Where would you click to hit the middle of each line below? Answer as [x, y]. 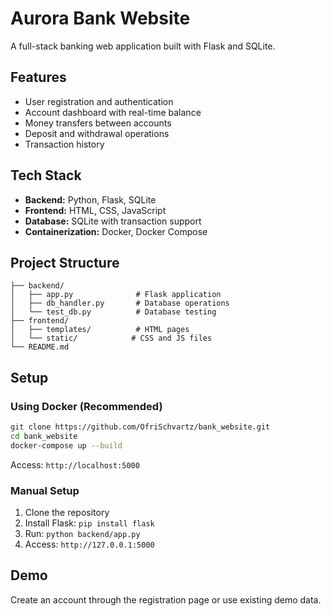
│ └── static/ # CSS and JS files [111, 338]
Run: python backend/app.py [82, 533]
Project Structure [65, 262]
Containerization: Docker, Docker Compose [116, 231]
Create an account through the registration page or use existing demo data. [166, 599]
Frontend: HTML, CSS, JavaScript [95, 210]
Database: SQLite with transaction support [113, 221]
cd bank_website [44, 436]
